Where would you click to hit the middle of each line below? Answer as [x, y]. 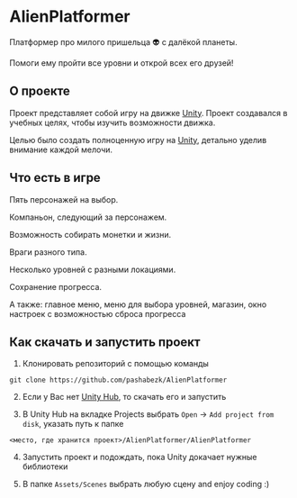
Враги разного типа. [48, 252]
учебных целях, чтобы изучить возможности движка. [112, 122]
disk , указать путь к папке [73, 424]
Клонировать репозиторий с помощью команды [116, 364]
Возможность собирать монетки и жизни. [90, 234]
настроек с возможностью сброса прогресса [98, 313]
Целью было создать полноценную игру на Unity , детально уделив [138, 140]
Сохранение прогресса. [55, 286]
